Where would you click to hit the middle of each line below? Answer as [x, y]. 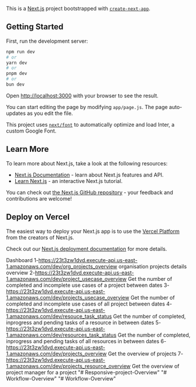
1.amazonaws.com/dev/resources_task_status [61, 335]
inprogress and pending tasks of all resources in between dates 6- [86, 341]
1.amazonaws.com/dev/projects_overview [56, 354]
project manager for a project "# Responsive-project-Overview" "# [87, 372]
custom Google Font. [31, 131]
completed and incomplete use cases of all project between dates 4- [89, 304]
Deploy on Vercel [38, 217]
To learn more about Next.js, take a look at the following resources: [87, 163]
